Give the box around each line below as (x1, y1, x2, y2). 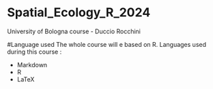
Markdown (16, 60, 48, 69)
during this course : (7, 48, 62, 56)
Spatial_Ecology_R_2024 (7, 5, 151, 20)
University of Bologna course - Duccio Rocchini (7, 27, 141, 35)
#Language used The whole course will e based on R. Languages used (7, 40, 207, 48)
